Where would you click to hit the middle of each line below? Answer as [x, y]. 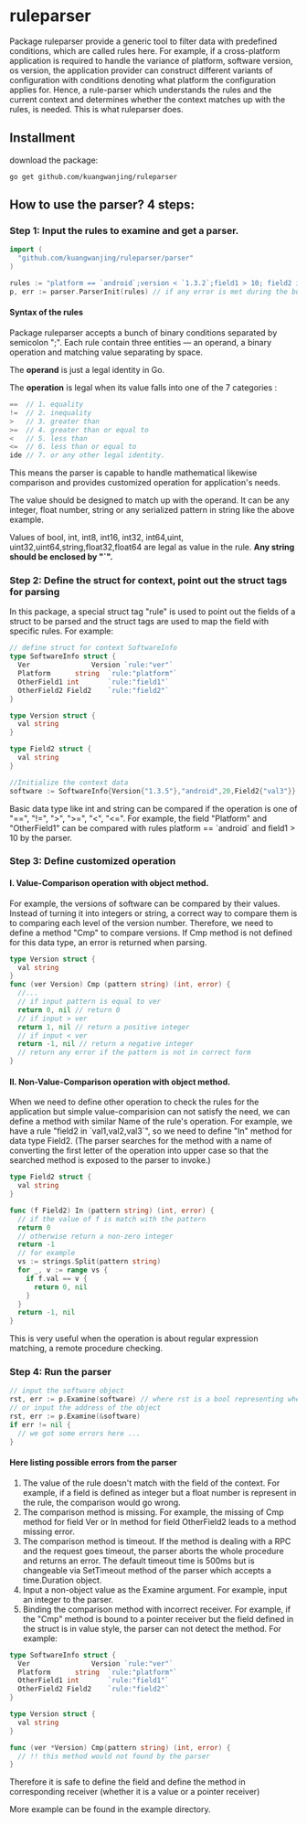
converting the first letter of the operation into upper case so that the [139, 1151]
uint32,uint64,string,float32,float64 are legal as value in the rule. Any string [152, 547]
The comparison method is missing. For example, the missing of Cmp [153, 1512]
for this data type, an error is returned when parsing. [108, 942]
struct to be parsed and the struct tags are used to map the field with [139, 622]
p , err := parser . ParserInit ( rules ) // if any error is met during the [148, 292]
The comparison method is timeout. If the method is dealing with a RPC [157, 1541]
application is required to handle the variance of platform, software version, [151, 60]
